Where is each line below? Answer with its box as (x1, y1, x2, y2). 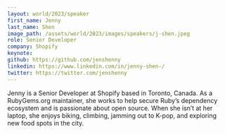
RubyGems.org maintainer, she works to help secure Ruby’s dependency (7, 96, 218, 104)
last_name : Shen (7, 23, 55, 30)
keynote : (7, 50, 33, 57)
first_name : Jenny (7, 17, 61, 24)
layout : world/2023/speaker (7, 10, 90, 18)
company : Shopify (7, 43, 58, 50)
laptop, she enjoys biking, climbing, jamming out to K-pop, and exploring (7, 111, 217, 120)
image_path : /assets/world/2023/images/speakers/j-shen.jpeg (7, 30, 191, 37)
